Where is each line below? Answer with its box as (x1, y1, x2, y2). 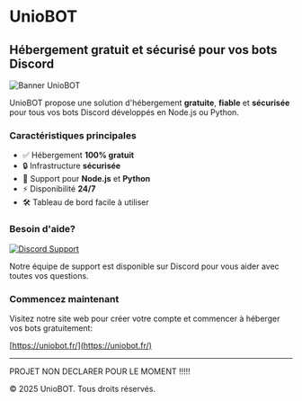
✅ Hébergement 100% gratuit (22, 150, 135, 161)
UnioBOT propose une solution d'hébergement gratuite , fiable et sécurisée (9, 97, 290, 108)
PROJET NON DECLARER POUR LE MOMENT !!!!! (9, 366, 191, 377)
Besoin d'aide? (9, 223, 76, 236)
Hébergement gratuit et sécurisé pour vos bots (9, 42, 278, 58)
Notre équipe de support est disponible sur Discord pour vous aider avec (9, 261, 280, 272)
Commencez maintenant (9, 292, 120, 305)
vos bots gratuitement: (9, 322, 93, 334)
